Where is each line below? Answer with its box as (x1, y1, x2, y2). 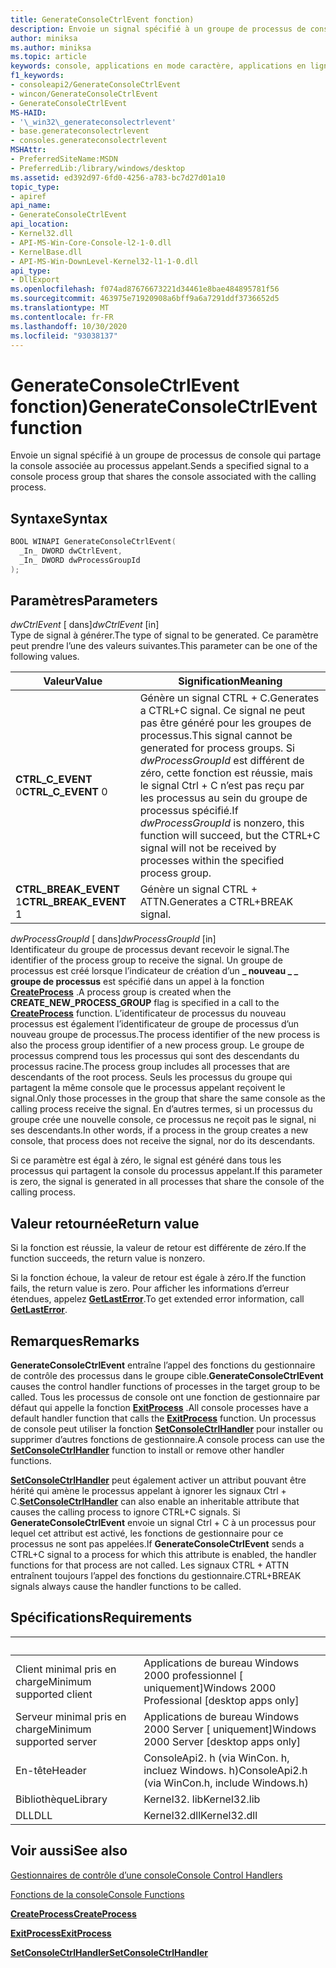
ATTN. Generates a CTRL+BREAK (139, 895, 294, 909)
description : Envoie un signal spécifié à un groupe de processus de (10, 24, 307, 34)
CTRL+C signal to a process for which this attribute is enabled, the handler (10, 1549, 317, 1561)
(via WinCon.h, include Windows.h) (143, 1776, 309, 1790)
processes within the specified (139, 854, 285, 868)
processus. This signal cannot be (139, 729, 293, 743)
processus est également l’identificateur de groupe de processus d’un (10, 1018, 300, 1030)
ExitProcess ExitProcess (10, 1927, 112, 1939)
